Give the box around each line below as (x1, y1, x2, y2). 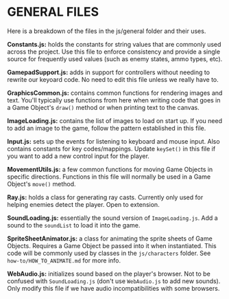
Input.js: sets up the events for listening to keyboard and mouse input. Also (7, 137, 221, 145)
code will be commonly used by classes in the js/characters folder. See (7, 249, 211, 257)
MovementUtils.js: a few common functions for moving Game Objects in (7, 165, 213, 173)
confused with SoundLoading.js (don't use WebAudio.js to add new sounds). (7, 276, 221, 285)
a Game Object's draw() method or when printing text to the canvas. (7, 103, 200, 111)
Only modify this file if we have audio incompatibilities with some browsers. (7, 284, 220, 292)
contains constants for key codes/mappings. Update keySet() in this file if (7, 144, 216, 153)
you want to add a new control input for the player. (7, 152, 149, 160)
